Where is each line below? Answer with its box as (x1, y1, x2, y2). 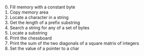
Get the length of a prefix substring (9, 19, 80, 25)
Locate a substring (9, 30, 48, 36)
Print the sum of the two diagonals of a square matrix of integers (9, 40, 140, 46)
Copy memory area (9, 9, 49, 15)
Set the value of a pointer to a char (9, 46, 79, 51)
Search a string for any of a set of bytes (9, 25, 90, 31)
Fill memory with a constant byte (9, 4, 75, 10)
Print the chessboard (9, 35, 52, 41)
